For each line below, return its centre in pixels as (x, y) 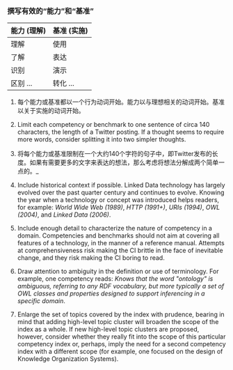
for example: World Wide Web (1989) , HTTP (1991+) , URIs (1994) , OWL (119, 208)
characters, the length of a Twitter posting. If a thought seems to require (121, 132)
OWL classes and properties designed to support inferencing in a (111, 293)
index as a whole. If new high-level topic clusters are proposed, (108, 330)
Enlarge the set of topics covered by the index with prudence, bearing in (121, 314)
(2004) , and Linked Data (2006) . (64, 215)
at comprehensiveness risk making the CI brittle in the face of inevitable (120, 250)
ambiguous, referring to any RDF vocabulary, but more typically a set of (121, 286)
